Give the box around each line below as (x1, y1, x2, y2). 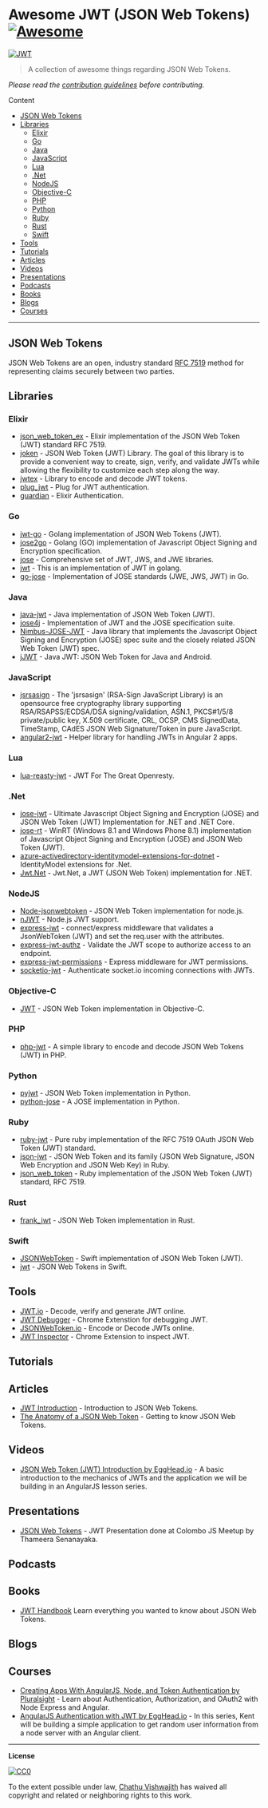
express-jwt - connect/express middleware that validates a (19, 923, 214, 933)
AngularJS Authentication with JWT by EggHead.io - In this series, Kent (19, 1711, 255, 1721)
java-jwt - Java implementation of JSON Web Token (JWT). (19, 609, 215, 620)
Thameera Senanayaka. (19, 1534, 98, 1544)
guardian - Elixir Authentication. (19, 491, 124, 501)
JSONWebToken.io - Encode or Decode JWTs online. (19, 1323, 195, 1333)
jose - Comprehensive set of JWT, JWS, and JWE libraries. (19, 554, 214, 564)
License (8, 1751, 36, 1761)
